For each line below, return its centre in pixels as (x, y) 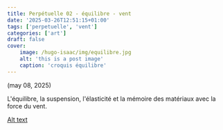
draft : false (26, 40)
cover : (17, 46)
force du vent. (27, 106)
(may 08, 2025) (29, 85)
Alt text (17, 120)
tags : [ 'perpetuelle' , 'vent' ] (52, 26)
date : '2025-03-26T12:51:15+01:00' (59, 20)
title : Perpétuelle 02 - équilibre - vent (69, 14)
